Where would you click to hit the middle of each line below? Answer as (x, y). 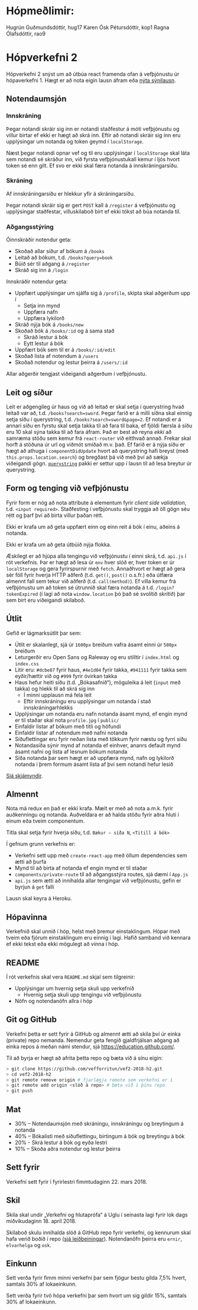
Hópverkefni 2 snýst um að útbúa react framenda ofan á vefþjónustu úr (93, 74)
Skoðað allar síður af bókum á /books (59, 251)
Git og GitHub (32, 1020)
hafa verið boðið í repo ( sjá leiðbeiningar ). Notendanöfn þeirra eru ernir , (94, 1239)
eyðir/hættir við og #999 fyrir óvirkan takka (66, 676)
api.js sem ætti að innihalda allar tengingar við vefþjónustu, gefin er (98, 881)
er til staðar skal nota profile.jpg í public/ (67, 720)
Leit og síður (30, 392)
